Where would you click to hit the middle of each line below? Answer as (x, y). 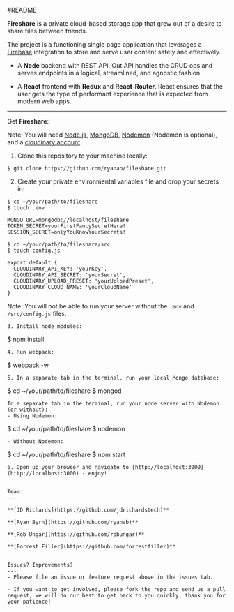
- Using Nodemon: (32, 416)
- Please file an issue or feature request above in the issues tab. (110, 577)
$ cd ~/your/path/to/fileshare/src (59, 244)
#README (22, 10)
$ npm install (26, 339)
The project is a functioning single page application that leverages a (104, 44)
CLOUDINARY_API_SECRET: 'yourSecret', (70, 275)
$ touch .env (26, 208)
